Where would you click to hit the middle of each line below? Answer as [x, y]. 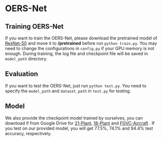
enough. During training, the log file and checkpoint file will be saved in [77, 53]
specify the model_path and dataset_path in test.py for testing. [68, 91]
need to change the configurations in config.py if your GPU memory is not [80, 48]
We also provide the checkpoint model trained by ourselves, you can [74, 118]
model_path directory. [26, 59]
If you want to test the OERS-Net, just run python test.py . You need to [76, 86]
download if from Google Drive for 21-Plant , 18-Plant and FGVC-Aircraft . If [80, 123]
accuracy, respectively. [29, 133]
